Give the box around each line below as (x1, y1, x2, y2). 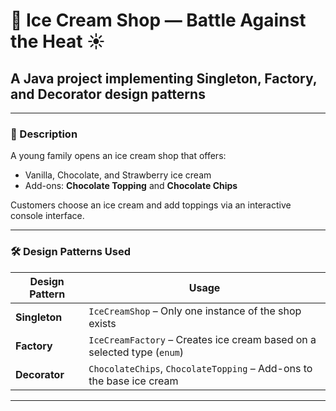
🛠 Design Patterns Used (10, 245, 131, 259)
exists (88, 316, 117, 330)
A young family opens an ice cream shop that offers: (10, 150, 227, 162)
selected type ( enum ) (88, 345, 185, 359)
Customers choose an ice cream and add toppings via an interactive (10, 199, 292, 211)
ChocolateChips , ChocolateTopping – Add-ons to (88, 361, 313, 375)
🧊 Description (10, 127, 78, 141)
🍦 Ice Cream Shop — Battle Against (10, 9, 307, 32)
